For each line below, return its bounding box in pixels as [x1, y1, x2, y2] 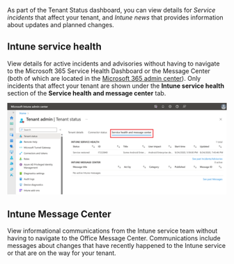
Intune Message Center [7, 208, 111, 220]
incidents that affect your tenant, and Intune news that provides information [7, 13, 224, 22]
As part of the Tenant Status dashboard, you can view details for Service [7, 6, 216, 14]
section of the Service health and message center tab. [7, 88, 166, 97]
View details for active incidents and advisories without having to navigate [7, 59, 220, 68]
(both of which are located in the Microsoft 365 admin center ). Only [7, 74, 201, 82]
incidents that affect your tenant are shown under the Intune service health [7, 81, 225, 90]
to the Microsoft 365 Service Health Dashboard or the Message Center [7, 66, 211, 75]
